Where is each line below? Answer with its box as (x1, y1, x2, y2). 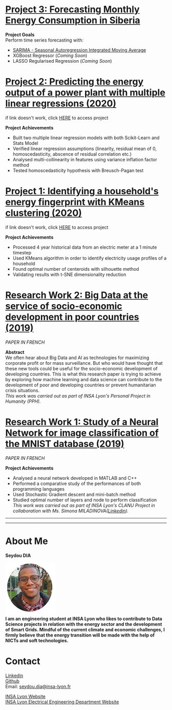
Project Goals (5, 31, 35, 38)
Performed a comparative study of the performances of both (12, 480, 141, 487)
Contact (5, 655, 40, 667)
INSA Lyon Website (5, 693, 46, 699)
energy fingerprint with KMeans (5, 196, 145, 208)
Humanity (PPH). (5, 398, 41, 404)
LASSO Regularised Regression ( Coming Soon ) (12, 58, 112, 64)
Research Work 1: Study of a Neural (5, 416, 159, 427)
